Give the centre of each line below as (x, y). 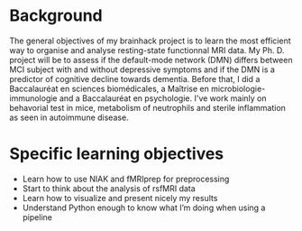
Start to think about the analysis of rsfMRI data (109, 188)
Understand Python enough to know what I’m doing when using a (144, 208)
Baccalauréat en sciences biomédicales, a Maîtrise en (109, 88)
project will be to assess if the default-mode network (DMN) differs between (151, 60)
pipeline (37, 217)
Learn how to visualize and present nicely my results (120, 198)
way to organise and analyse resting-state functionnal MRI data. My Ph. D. (147, 50)
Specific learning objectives (117, 154)
